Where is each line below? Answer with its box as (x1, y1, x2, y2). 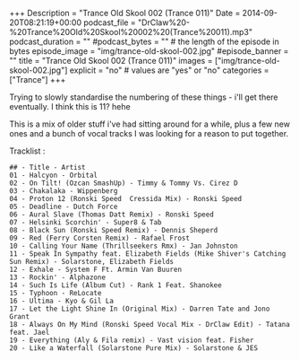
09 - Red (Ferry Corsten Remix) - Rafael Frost (9, 233, 191, 242)
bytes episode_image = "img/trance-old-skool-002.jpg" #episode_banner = (9, 46, 289, 57)
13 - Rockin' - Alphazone (9, 273, 106, 282)
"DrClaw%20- (137, 17, 191, 28)
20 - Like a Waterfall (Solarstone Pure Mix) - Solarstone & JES (9, 344, 258, 353)
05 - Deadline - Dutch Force (9, 202, 118, 211)
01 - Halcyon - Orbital (9, 171, 98, 180)
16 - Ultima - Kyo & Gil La (9, 296, 115, 305)
